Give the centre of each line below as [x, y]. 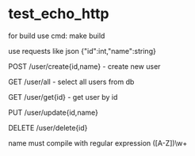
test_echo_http [59, 14]
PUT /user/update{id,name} [54, 112]
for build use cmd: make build [57, 36]
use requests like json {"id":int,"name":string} [82, 51]
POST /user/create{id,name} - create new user [84, 66]
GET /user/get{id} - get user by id [63, 97]
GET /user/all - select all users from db [71, 82]
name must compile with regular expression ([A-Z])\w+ [98, 143]
